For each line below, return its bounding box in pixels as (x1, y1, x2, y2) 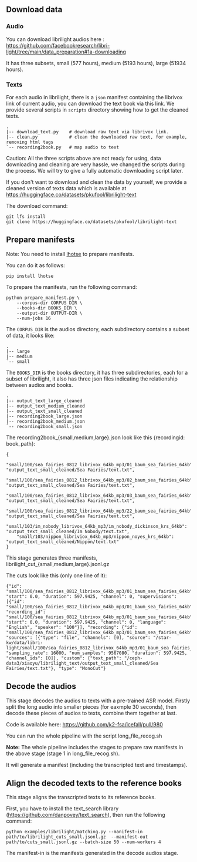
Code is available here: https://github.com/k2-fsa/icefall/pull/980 (6, 720, 163, 728)
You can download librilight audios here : (6, 35, 104, 43)
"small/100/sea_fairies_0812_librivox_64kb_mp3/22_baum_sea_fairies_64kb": (6, 508, 195, 514)
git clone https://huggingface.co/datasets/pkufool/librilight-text (6, 218, 177, 225)
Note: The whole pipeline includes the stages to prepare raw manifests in (6, 743, 184, 750)
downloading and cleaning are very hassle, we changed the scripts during (6, 161, 185, 168)
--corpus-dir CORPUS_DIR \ (16, 299, 83, 306)
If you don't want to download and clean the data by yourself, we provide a (6, 179, 187, 186)
